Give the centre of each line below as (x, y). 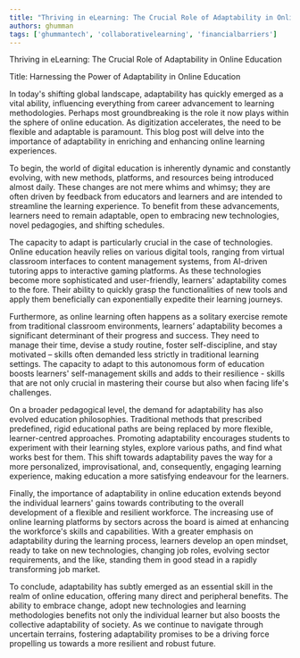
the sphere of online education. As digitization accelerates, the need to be (145, 122)
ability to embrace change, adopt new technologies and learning (128, 606)
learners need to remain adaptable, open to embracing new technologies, (144, 216)
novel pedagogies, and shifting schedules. (87, 225)
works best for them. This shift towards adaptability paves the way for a (141, 457)
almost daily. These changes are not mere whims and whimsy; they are (140, 187)
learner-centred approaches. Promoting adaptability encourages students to (150, 438)
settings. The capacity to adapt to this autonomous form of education (137, 364)
